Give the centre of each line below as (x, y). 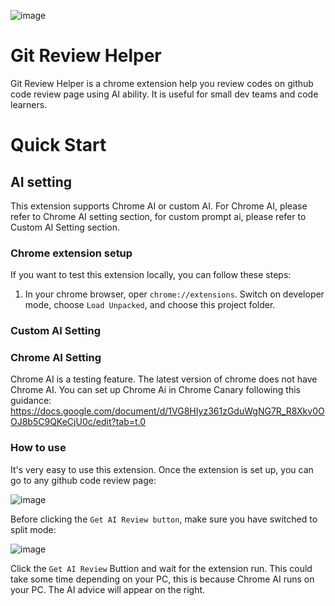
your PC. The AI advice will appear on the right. (108, 589)
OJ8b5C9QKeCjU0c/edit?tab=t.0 (78, 422)
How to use (38, 448)
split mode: (33, 529)
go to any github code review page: (83, 480)
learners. (29, 104)
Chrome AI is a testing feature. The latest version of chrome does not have (164, 379)
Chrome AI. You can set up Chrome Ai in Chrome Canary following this (155, 390)
